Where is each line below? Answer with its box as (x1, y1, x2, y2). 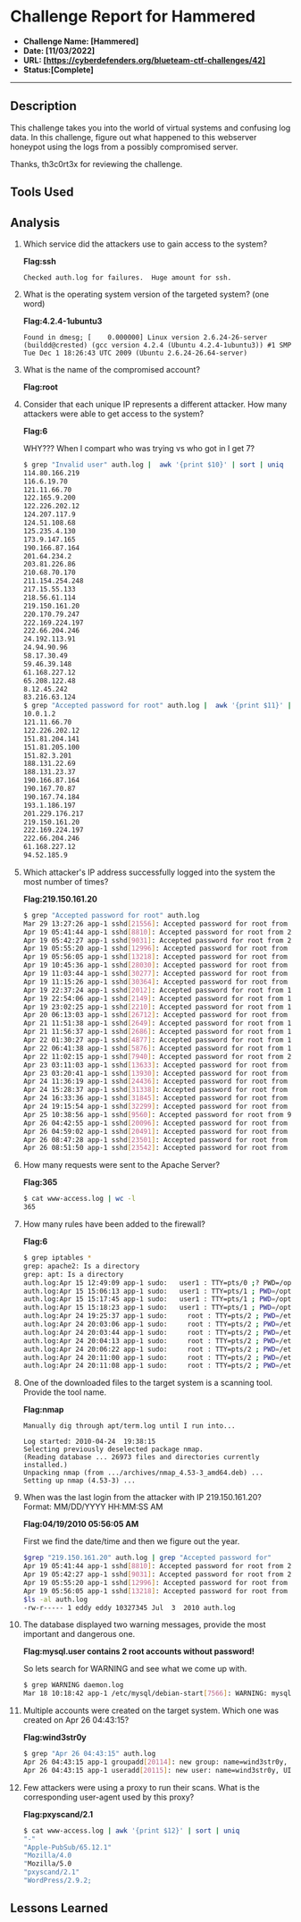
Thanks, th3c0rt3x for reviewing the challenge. (10, 158, 183, 169)
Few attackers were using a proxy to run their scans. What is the (22, 1782, 260, 1792)
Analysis (10, 214, 61, 230)
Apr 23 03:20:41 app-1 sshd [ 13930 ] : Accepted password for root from (22, 1069, 288, 1078)
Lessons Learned (10, 1901, 108, 1916)
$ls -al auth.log (22, 1595, 88, 1604)
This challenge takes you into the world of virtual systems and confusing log (10, 122, 291, 133)
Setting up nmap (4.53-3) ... (22, 1476, 137, 1485)
